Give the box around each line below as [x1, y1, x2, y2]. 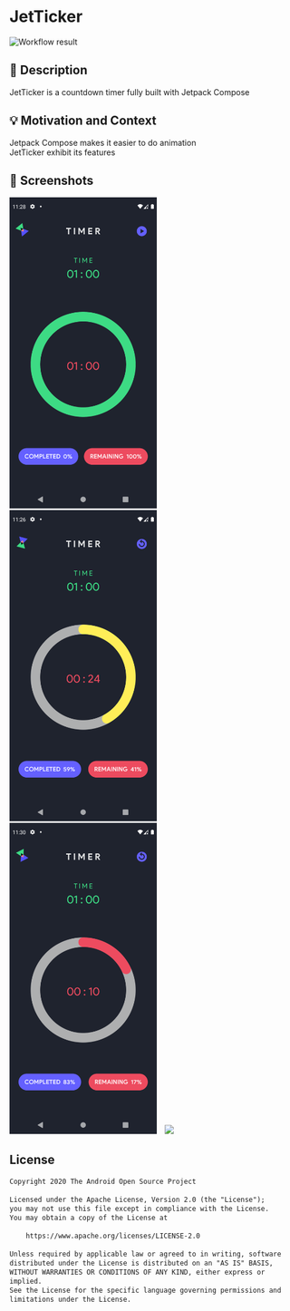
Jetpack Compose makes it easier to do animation [9, 137, 197, 148]
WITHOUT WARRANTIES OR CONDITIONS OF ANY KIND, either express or [9, 1267, 266, 1277]
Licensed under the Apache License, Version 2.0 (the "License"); [9, 1195, 266, 1204]
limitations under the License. [9, 1295, 131, 1304]
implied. [9, 1277, 43, 1286]
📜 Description [9, 63, 88, 78]
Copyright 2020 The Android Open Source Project [9, 1177, 197, 1186]
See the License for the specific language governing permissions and [9, 1286, 282, 1295]
